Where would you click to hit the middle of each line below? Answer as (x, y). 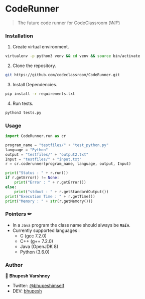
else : (11, 187)
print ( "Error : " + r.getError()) (50, 183)
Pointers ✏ (19, 214)
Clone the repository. (34, 66)
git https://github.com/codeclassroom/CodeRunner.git (63, 75)
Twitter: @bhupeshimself (38, 286)
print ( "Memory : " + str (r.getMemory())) (49, 201)
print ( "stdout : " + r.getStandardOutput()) (61, 192)
